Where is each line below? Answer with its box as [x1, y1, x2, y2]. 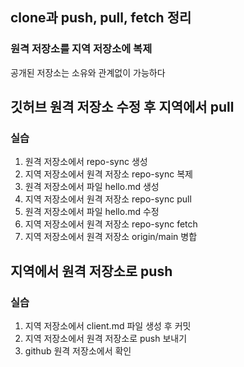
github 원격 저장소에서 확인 [24, 345, 132, 357]
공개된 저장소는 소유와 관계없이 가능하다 [10, 66, 166, 78]
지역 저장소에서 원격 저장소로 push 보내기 [24, 333, 188, 345]
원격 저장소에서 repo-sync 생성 [24, 156, 148, 168]
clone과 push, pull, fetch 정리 [10, 9, 192, 27]
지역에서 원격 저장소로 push [10, 263, 173, 280]
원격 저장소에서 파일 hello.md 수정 [24, 206, 160, 218]
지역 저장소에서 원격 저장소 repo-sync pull [24, 193, 192, 205]
